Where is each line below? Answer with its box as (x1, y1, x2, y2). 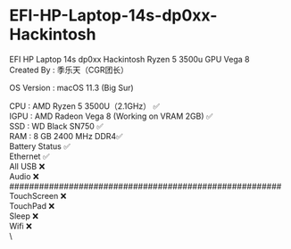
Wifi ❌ (9, 220, 33, 231)
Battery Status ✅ (9, 140, 71, 152)
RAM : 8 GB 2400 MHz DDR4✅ (9, 130, 123, 141)
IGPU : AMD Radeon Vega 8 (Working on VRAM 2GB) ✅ (9, 111, 213, 121)
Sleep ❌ (9, 211, 38, 221)
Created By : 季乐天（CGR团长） (9, 64, 129, 75)
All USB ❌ (9, 161, 46, 171)
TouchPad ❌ (9, 200, 55, 211)
